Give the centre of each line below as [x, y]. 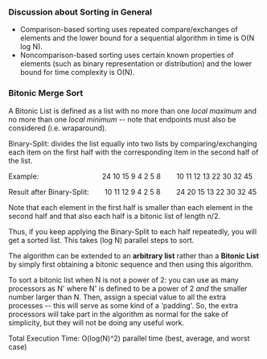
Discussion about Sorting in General [80, 12]
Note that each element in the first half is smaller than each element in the [131, 207]
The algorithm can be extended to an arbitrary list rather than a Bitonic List [134, 255]
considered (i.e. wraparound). [58, 128]
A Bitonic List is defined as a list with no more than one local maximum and [133, 110]
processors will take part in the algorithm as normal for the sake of [119, 314]
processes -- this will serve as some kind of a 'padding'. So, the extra [123, 305]
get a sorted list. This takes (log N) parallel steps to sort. [101, 240]
